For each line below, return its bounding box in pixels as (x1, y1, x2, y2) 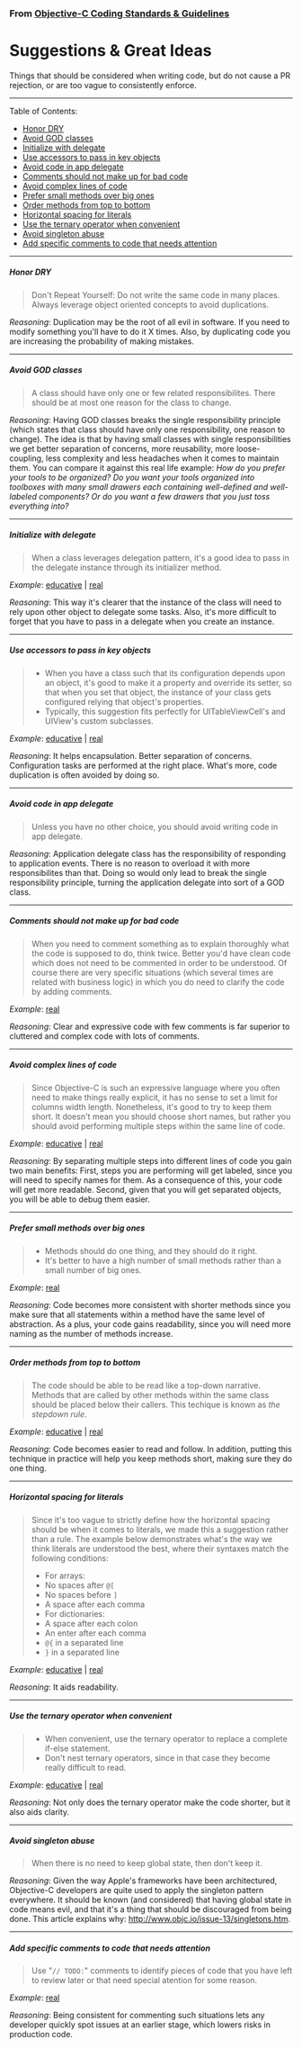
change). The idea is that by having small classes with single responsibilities (9, 433, 291, 444)
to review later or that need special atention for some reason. (31, 1975, 258, 1986)
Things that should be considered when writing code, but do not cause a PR (9, 70, 291, 81)
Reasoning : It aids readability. (9, 1682, 119, 1692)
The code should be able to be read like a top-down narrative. (31, 1380, 262, 1391)
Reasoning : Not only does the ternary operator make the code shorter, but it (9, 1797, 290, 1808)
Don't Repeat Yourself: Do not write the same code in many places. (31, 289, 280, 300)
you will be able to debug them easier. (9, 1194, 151, 1204)
